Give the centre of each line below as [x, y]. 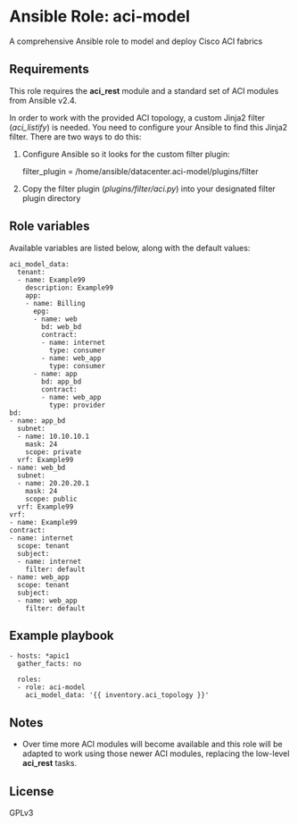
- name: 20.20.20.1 [54, 483]
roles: [29, 680]
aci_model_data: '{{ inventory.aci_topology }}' [117, 695]
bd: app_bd [62, 382]
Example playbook [62, 635]
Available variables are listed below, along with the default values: [130, 248]
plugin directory [51, 198]
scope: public [51, 499]
